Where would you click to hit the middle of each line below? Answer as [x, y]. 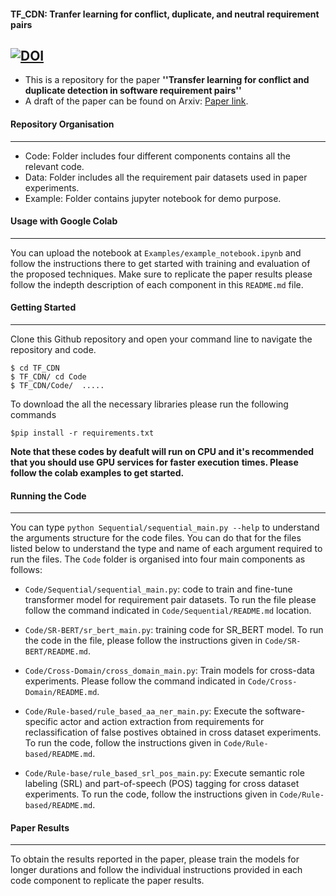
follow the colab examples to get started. [97, 473]
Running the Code [48, 496]
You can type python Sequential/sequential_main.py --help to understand [165, 527]
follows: [26, 570]
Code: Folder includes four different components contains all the [157, 156]
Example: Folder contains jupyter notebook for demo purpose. [153, 198]
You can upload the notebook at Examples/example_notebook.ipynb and [156, 252]
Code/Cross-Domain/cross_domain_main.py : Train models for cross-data [169, 671]
